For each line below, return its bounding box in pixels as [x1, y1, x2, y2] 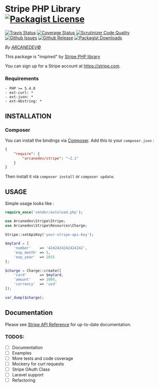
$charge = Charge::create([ [5, 268, 62, 273]
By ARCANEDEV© [5, 44, 41, 50]
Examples [12, 350, 32, 356]
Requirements [5, 75, 39, 82]
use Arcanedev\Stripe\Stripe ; [5, 218, 66, 223]
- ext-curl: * [5, 91, 34, 95]
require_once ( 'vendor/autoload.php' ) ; [5, 210, 83, 215]
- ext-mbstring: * [5, 99, 42, 104]
